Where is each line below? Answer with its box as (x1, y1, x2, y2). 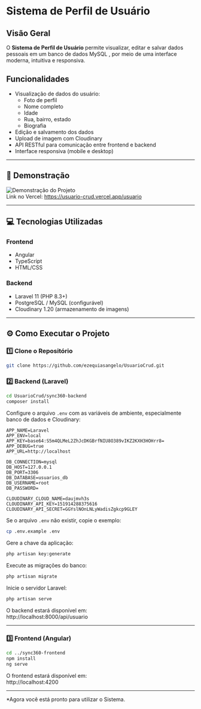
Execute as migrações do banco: (6, 561, 87, 569)
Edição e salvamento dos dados (14, 128, 94, 136)
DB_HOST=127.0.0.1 (6, 464, 52, 471)
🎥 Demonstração (6, 170, 70, 181)
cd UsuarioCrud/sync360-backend (6, 393, 87, 399)
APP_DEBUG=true (6, 443, 44, 450)
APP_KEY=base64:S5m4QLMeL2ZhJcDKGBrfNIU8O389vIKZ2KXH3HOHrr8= (6, 438, 165, 444)
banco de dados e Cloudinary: (6, 416, 81, 423)
